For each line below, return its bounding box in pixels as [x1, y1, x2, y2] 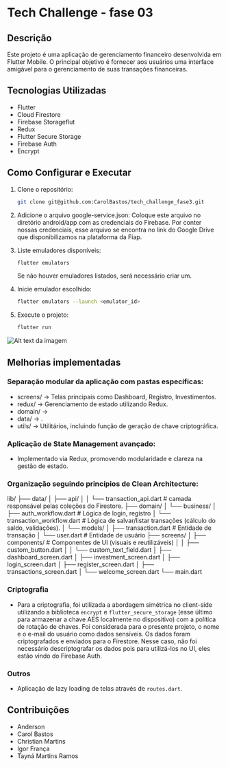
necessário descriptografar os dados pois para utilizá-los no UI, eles [16, 644, 211, 652]
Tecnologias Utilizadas [7, 85, 107, 97]
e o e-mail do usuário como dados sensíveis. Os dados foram [16, 630, 190, 638]
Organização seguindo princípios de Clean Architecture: [7, 479, 199, 489]
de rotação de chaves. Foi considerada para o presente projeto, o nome [16, 622, 220, 630]
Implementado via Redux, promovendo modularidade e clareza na [16, 455, 203, 463]
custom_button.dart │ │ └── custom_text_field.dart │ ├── [7, 546, 172, 554]
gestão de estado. [16, 462, 68, 470]
